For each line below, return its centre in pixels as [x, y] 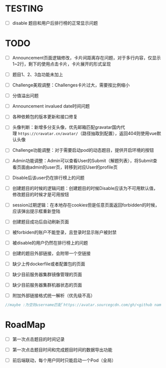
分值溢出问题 [25, 96]
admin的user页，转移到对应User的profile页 [74, 167]
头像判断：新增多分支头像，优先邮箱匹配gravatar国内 [66, 127]
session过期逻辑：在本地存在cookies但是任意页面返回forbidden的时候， [86, 205]
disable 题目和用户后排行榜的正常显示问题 [55, 23]
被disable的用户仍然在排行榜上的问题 [50, 243]
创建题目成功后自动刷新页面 [41, 222]
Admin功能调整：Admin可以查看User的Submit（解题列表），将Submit [83, 161]
